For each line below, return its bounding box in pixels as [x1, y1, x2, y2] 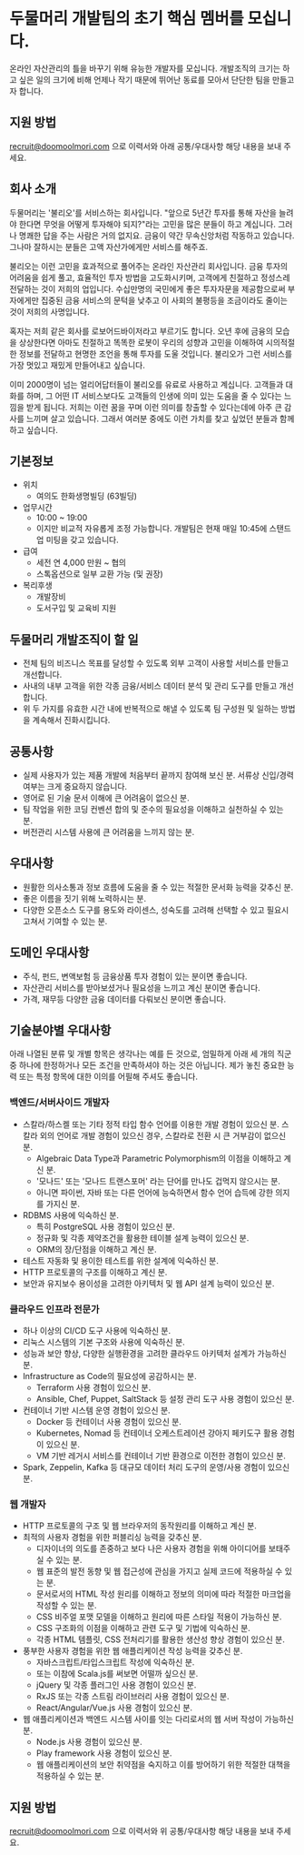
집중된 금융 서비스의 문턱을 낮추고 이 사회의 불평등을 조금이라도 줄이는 [40, 295, 289, 306]
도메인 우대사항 [9, 945, 90, 961]
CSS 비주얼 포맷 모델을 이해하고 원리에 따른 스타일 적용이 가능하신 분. [35, 1611, 282, 1622]
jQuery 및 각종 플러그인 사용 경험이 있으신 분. [35, 1679, 197, 1690]
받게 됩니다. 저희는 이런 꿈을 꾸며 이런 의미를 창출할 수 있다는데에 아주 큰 [25, 401, 283, 412]
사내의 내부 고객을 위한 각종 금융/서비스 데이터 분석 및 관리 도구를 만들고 [22, 681, 278, 691]
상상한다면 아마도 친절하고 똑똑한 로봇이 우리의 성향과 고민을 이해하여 [18, 337, 264, 348]
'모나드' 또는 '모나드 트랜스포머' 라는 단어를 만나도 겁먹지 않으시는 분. [35, 1175, 281, 1186]
